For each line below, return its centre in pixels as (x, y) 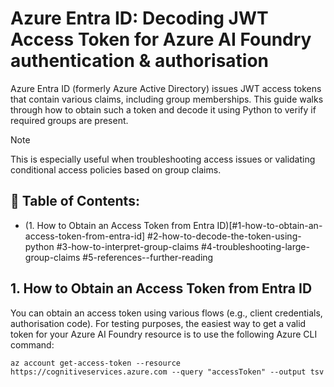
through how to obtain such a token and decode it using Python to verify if (163, 109)
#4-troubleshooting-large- (255, 246)
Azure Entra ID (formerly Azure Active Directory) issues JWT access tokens (166, 88)
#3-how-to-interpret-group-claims (128, 246)
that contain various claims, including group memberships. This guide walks (167, 99)
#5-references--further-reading (148, 257)
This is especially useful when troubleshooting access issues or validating (163, 159)
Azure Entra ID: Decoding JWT (139, 18)
